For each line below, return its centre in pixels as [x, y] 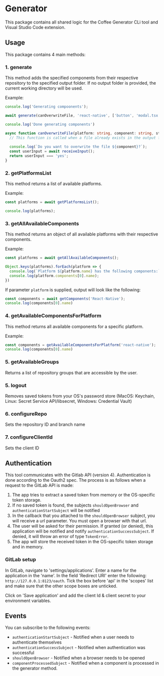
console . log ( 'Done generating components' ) [50, 124]
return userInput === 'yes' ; [39, 156]
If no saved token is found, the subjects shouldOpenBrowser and [75, 505]
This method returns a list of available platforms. [54, 184]
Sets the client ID [22, 448]
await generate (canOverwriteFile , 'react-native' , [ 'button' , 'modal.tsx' [83, 116]
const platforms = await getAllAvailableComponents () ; [62, 258]
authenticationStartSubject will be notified [56, 511]
